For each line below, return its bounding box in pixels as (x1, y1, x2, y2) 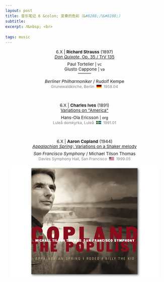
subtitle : (5, 19, 26, 24)
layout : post (5, 8, 33, 13)
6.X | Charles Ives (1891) (59, 103, 110, 108)
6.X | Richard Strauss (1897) (56, 49, 113, 55)
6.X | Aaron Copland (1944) (56, 139, 113, 144)
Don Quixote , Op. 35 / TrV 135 (54, 54, 115, 60)
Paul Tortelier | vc (67, 61, 102, 67)
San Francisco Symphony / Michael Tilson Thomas (33, 151, 136, 157)
